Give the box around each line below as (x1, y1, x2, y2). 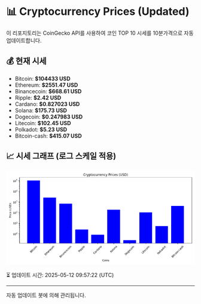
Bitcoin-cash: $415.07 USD (14, 132, 82, 139)
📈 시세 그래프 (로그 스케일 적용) (6, 151, 117, 162)
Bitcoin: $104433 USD (14, 75, 71, 82)
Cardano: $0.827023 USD (14, 100, 80, 108)
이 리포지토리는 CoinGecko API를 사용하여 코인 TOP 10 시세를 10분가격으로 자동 (6, 29, 194, 37)
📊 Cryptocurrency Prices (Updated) (6, 5, 190, 19)
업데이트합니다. (6, 37, 42, 44)
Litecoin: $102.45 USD (14, 119, 71, 126)
